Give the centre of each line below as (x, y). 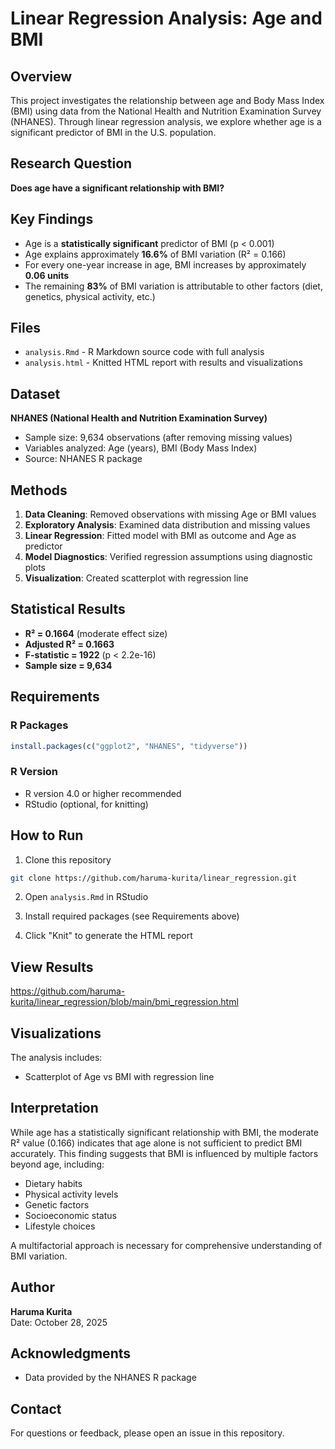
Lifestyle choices (60, 1226)
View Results (52, 967)
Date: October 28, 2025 (59, 1322)
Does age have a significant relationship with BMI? (117, 188)
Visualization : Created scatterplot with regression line (136, 578)
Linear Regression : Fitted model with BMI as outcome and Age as (160, 536)
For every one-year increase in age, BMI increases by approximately (165, 264)
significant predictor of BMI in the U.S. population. (113, 132)
